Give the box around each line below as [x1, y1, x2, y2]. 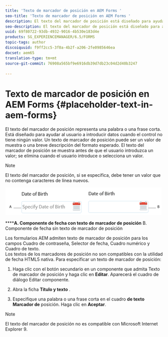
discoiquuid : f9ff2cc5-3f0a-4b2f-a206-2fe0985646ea [5, 45, 115, 50]
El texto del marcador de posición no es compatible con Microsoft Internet [5, 321, 158, 327]
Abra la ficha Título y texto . [12, 286, 71, 292]
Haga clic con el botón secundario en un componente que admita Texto [12, 266, 160, 272]
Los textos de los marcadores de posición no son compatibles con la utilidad [5, 251, 163, 257]
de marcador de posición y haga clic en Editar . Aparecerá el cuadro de [12, 271, 159, 277]
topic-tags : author [5, 40, 46, 45]
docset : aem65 [5, 50, 35, 55]
